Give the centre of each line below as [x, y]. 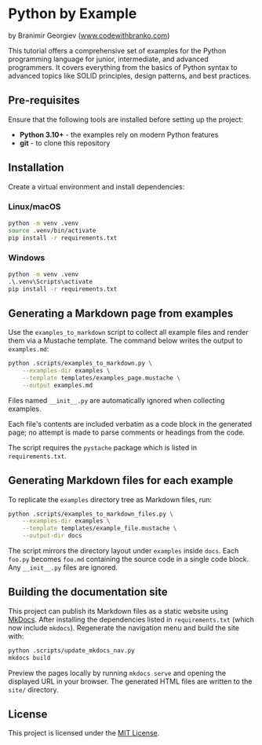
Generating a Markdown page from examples [121, 313]
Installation [36, 168]
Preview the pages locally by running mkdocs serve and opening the [117, 673]
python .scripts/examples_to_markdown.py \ [80, 363]
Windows [27, 258]
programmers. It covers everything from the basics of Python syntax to [123, 67]
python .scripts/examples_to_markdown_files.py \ [91, 514]
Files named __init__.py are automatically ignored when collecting [116, 400]
